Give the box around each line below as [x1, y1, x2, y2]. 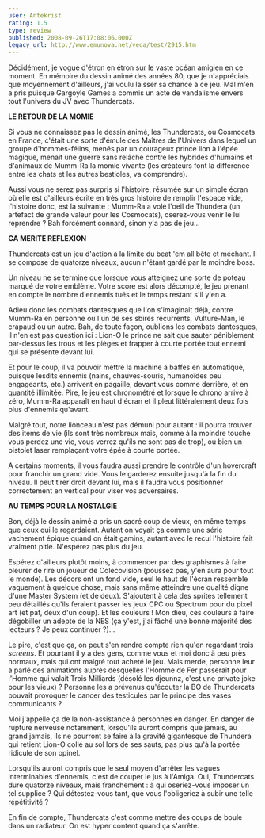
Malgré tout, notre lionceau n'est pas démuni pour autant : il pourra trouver [8, 420, 252, 430]
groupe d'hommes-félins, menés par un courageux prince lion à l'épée [8, 144, 239, 154]
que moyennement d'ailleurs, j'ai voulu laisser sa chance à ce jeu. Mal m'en [8, 80, 255, 90]
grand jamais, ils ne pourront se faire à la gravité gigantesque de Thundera [8, 731, 252, 741]
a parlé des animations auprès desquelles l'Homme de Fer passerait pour [8, 665, 247, 675]
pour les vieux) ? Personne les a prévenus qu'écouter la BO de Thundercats [8, 683, 255, 692]
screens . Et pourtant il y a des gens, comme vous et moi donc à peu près [8, 649, 247, 658]
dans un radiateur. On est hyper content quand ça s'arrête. [8, 821, 199, 831]
